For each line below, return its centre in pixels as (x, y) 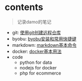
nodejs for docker (38, 67)
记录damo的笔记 (34, 22)
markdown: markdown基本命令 (44, 45)
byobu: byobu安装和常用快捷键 (44, 39)
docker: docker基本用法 (37, 51)
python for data (36, 62)
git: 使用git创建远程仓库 (36, 32)
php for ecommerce (40, 73)
